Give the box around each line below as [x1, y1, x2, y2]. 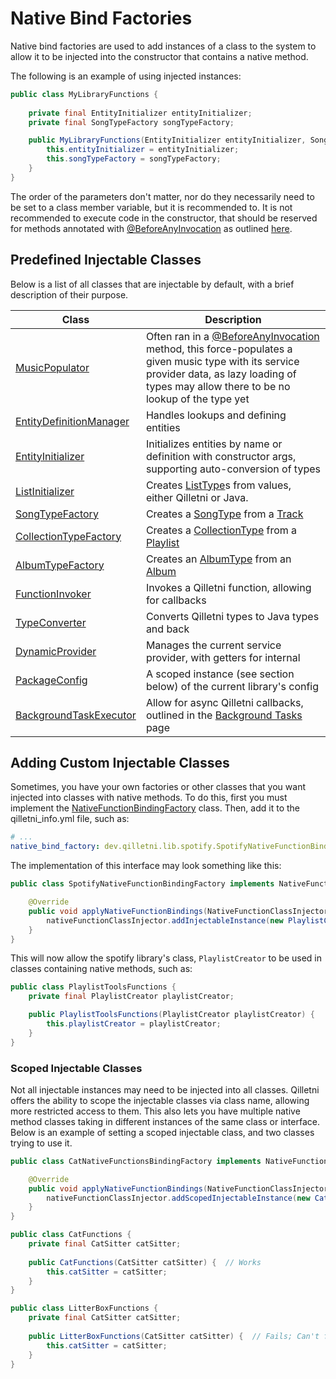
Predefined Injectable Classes [10, 252, 202, 269]
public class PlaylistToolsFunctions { [10, 982, 177, 992]
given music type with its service [145, 354, 300, 368]
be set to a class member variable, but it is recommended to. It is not [10, 201, 293, 213]
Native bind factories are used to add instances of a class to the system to [10, 40, 317, 52]
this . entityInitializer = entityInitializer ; [46, 145, 240, 155]
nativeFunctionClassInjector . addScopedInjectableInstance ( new [46, 1193, 311, 1203]
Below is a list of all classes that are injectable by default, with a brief [10, 278, 295, 290]
